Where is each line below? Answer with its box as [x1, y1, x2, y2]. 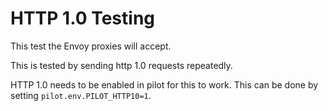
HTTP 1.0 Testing [10, 7, 156, 30]
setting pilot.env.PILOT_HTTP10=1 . [10, 89, 152, 101]
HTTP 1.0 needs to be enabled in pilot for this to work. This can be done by [10, 78, 319, 91]
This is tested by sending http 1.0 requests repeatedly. [10, 59, 233, 71]
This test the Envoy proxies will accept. [10, 40, 172, 52]
